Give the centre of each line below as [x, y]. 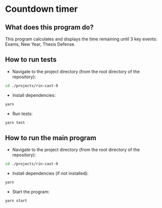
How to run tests [31, 60]
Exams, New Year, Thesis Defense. [40, 44]
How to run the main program [51, 138]
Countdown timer [41, 9]
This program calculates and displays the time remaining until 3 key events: [81, 39]
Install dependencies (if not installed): [50, 174]
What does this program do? [50, 27]
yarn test [15, 122]
